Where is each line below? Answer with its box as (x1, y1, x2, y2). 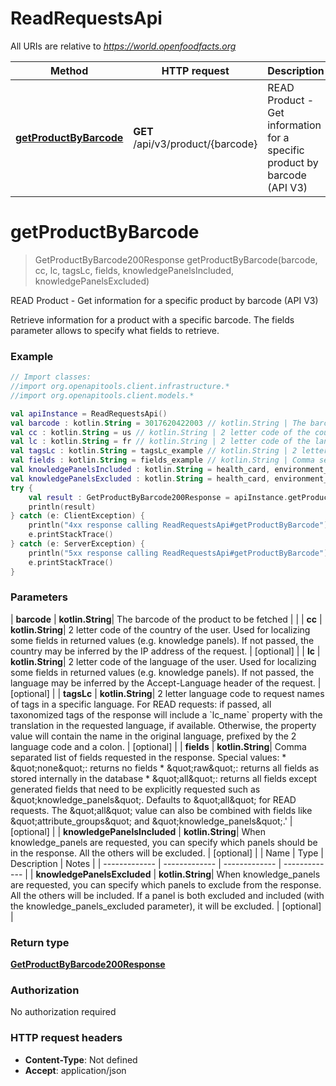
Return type (10, 935, 70, 949)
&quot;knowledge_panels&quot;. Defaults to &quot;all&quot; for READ (10, 793, 297, 806)
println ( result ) (28, 502, 97, 512)
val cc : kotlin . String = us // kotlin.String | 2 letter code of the (10, 427, 311, 437)
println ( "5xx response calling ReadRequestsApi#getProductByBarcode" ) (28, 548, 329, 558)
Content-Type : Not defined (24, 1053, 138, 1066)
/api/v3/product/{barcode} (133, 137, 258, 151)
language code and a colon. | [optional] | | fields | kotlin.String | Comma (10, 740, 307, 752)
